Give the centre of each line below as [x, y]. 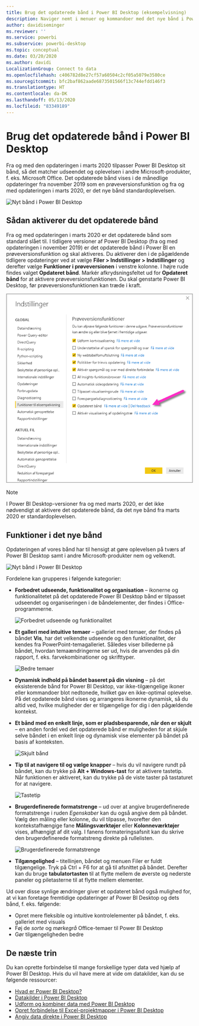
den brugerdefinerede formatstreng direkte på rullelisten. [84, 838]
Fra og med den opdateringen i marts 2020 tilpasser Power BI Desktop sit [96, 165]
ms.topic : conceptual [33, 50]
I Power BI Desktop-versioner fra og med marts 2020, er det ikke [85, 504]
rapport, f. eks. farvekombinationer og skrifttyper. [75, 657]
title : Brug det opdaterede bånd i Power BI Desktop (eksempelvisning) [96, 12]
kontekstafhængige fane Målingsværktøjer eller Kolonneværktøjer [97, 826]
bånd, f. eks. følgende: [33, 904]
